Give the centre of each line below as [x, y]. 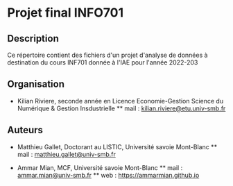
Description [33, 39]
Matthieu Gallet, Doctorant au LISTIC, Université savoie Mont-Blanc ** [117, 146]
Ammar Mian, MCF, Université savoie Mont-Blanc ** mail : [100, 167]
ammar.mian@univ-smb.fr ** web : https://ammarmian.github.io [108, 175]
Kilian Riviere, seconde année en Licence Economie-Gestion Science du [120, 101]
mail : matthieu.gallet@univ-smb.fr [66, 154]
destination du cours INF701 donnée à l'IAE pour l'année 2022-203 [103, 62]
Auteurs [25, 130]
